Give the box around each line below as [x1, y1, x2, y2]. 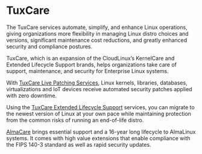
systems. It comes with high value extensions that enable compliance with [6, 134, 191, 142]
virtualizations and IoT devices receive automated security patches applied [6, 85, 192, 92]
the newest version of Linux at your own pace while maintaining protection [6, 110, 192, 117]
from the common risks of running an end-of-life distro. [6, 116, 144, 124]
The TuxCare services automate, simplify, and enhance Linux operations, [6, 24, 188, 31]
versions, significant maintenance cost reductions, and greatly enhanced [6, 36, 188, 43]
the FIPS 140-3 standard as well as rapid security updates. [6, 141, 152, 148]
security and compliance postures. [6, 43, 93, 50]
